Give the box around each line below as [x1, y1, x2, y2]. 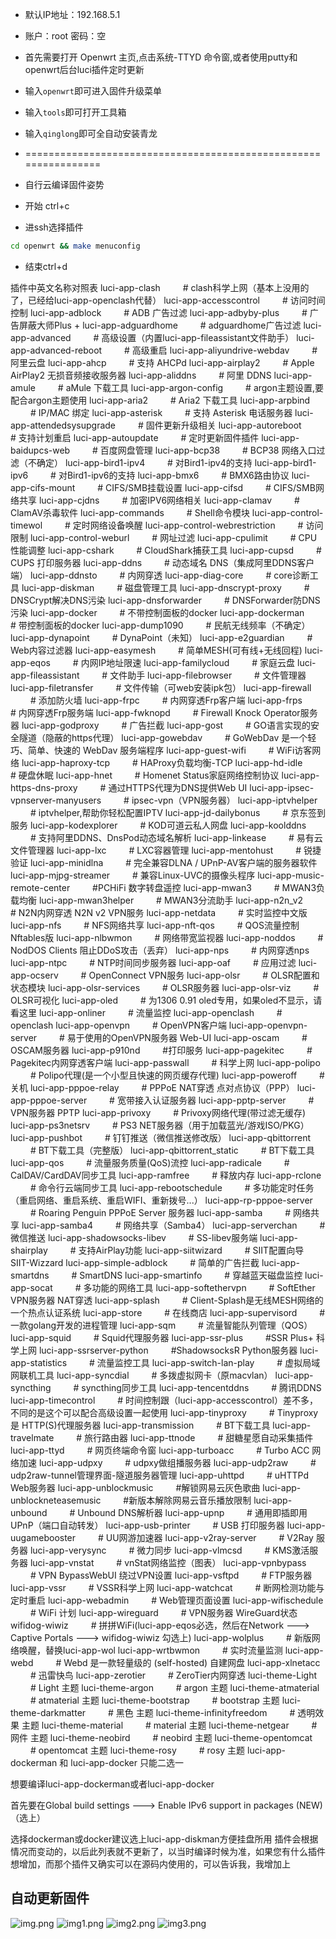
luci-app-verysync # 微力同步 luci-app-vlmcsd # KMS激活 [29, 1544, 310, 1556]
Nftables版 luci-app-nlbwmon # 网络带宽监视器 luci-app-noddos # [10, 931, 324, 943]
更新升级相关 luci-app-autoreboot [163, 419, 302, 431]
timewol [10, 519, 43, 531]
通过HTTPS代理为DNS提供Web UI [108, 781, 248, 793]
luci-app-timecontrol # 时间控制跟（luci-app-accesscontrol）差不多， [10, 1394, 318, 1406]
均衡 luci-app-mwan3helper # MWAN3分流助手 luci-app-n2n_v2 [18, 894, 304, 906]
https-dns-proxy [10, 781, 78, 793]
